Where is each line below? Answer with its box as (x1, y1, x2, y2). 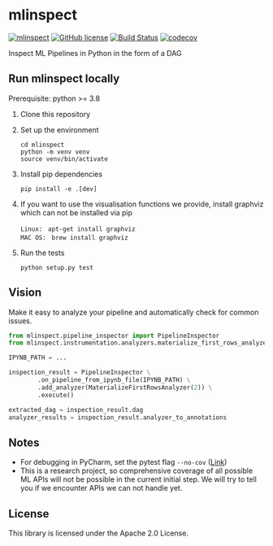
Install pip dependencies (19, 169, 103, 179)
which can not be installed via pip (19, 207, 132, 217)
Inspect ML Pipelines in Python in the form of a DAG (8, 48, 182, 58)
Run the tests (19, 248, 65, 258)
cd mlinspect (19, 141, 65, 149)
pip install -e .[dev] (19, 184, 97, 193)
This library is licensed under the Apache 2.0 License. (8, 528, 189, 538)
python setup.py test (19, 263, 93, 271)
